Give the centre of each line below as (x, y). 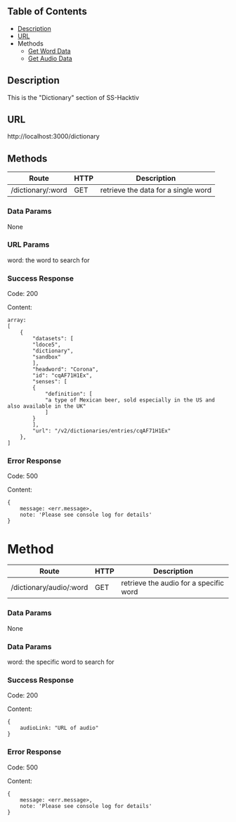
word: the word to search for (48, 260)
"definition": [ (68, 394)
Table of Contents (47, 12)
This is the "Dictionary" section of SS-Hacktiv (73, 97)
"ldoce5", (47, 345)
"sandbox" (47, 357)
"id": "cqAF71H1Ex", (63, 375)
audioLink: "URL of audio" (59, 728)
